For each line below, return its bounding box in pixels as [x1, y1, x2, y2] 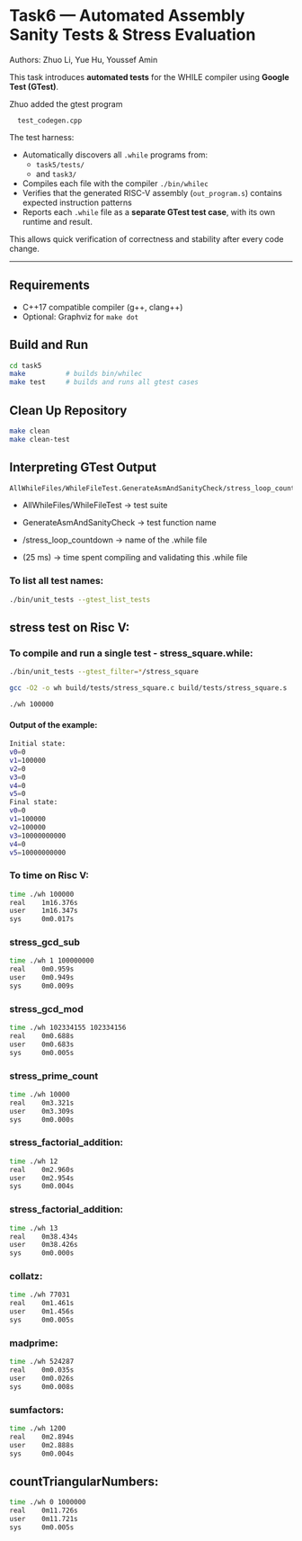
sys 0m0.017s [9, 915, 75, 924]
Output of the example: [9, 719, 98, 730]
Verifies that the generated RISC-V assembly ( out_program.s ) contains [22, 187, 283, 198]
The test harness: [9, 131, 75, 142]
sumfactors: [9, 1403, 65, 1416]
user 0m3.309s [9, 1106, 75, 1115]
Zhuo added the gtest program [9, 98, 123, 109]
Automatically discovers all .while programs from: [22, 149, 209, 160]
